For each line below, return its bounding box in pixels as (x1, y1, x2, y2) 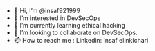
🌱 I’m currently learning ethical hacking (13, 21, 126, 29)
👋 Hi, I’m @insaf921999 (13, 7, 81, 14)
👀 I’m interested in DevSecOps (13, 14, 101, 22)
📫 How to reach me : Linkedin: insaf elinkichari (13, 37, 149, 44)
